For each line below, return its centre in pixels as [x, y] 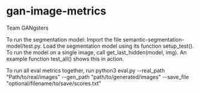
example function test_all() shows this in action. [65, 59]
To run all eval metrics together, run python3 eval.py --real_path [86, 70]
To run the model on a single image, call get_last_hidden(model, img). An [96, 52]
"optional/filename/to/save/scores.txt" [54, 83]
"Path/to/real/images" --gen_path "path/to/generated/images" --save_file [98, 77]
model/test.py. [24, 46]
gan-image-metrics [56, 11]
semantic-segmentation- [154, 39]
